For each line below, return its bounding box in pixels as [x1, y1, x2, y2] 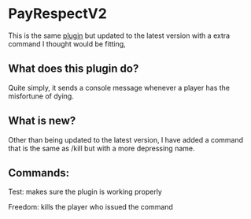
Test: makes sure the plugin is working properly [8, 187, 163, 197]
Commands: [8, 166, 70, 180]
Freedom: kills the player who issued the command [8, 202, 173, 212]
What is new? [8, 114, 76, 128]
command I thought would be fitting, [8, 39, 126, 48]
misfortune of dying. [8, 91, 75, 101]
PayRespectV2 [8, 5, 108, 23]
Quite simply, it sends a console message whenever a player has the [8, 83, 231, 92]
